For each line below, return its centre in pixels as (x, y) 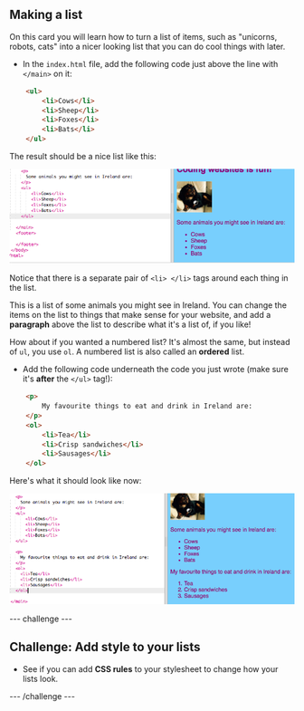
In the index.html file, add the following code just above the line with (150, 63)
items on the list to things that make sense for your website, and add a (140, 315)
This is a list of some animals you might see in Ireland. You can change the (148, 305)
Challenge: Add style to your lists (105, 647)
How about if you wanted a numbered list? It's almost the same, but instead (150, 342)
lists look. (40, 678)
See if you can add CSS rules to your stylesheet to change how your (150, 668)
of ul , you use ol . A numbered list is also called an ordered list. (127, 351)
